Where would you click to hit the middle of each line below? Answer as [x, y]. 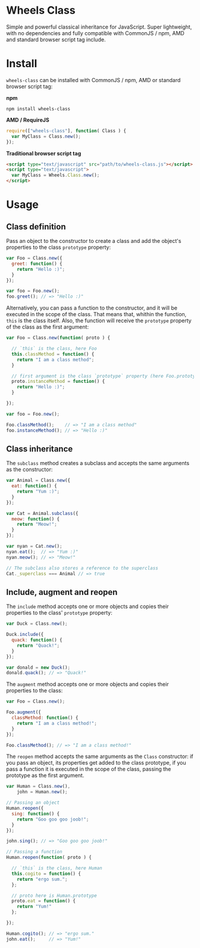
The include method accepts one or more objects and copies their [87, 606]
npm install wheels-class [38, 109]
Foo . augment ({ [24, 712]
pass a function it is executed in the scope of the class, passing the [89, 769]
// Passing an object [33, 803]
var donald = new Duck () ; [38, 668]
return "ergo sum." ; [42, 879]
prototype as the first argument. [45, 775]
